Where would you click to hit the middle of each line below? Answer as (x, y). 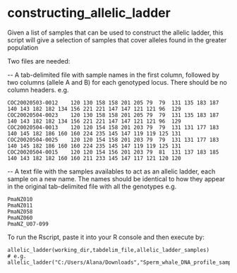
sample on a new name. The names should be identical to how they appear (116, 178)
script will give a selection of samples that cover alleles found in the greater (117, 40)
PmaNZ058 (20, 212)
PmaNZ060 (20, 218)
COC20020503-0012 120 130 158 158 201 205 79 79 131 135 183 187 (113, 103)
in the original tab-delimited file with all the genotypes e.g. (92, 186)
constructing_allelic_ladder (89, 13)
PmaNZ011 (20, 205)
